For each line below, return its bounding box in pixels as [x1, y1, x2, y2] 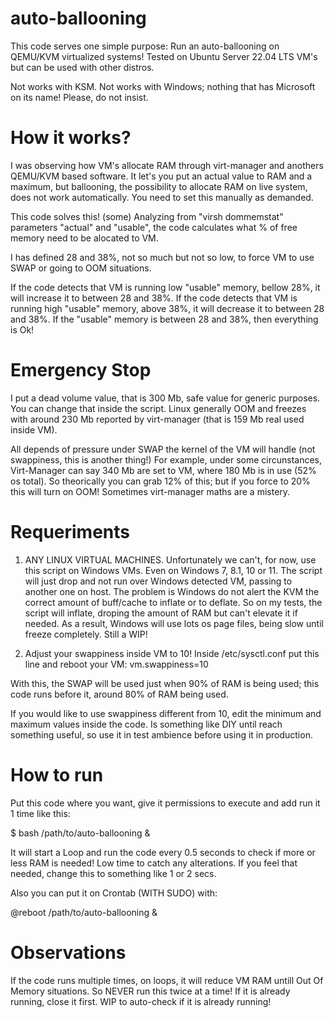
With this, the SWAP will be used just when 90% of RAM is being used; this [10, 677, 320, 689]
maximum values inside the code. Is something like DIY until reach [10, 718, 283, 730]
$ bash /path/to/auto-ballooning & [10, 827, 151, 839]
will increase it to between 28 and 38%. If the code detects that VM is [10, 292, 298, 304]
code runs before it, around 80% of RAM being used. [10, 688, 229, 700]
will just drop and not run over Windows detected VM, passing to [24, 575, 293, 587]
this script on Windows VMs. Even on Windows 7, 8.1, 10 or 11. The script [24, 564, 323, 576]
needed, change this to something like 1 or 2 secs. [10, 867, 217, 879]
